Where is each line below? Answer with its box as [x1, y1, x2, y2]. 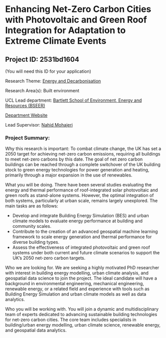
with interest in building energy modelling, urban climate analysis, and [5, 270, 149, 276]
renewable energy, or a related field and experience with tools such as [5, 286, 150, 292]
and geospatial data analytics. [5, 328, 67, 334]
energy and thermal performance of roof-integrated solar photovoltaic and [5, 187, 158, 193]
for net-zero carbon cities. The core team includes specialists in [5, 317, 137, 323]
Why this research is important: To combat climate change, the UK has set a [5, 146, 162, 152]
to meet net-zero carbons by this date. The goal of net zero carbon [5, 156, 143, 163]
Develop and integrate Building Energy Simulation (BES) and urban [12, 213, 149, 219]
